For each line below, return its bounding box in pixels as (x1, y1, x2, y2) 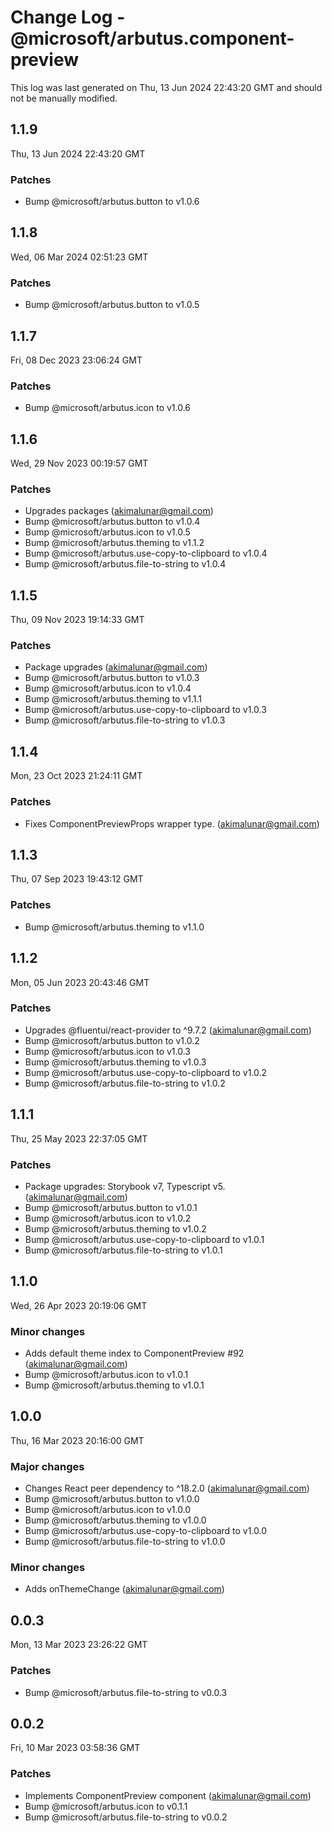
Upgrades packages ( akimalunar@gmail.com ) (24, 505, 214, 517)
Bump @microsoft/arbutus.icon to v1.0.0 (24, 1504, 192, 1516)
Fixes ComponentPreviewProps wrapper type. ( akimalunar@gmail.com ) (24, 817, 320, 830)
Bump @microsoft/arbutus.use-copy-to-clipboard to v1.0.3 (24, 704, 267, 716)
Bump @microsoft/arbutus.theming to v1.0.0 (24, 1514, 207, 1526)
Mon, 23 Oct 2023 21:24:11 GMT (10, 770, 143, 782)
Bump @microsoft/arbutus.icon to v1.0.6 (24, 402, 192, 414)
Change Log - (10, 6, 126, 29)
